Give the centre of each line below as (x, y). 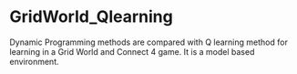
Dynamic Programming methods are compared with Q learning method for (149, 42)
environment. (34, 61)
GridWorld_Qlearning (91, 17)
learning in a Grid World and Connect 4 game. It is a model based (132, 51)
